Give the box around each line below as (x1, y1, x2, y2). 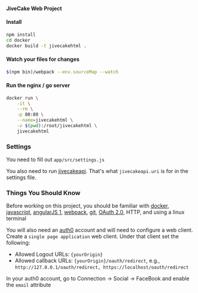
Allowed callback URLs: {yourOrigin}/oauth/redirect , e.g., (14, 257, 160, 264)
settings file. (6, 174, 37, 181)
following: (6, 239, 30, 246)
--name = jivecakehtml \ (17, 117, 73, 124)
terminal (6, 215, 27, 222)
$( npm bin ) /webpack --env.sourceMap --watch (6, 69, 119, 75)
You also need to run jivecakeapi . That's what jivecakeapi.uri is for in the (6, 168, 189, 175)
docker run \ (6, 95, 39, 101)
